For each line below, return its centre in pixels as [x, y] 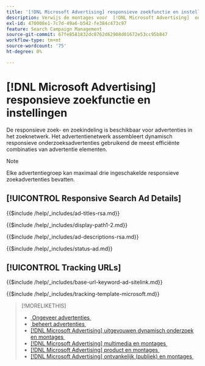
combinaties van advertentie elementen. [57, 149]
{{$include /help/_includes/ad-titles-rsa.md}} [63, 213]
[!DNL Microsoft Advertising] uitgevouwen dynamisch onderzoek [112, 331]
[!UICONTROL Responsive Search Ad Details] [94, 199]
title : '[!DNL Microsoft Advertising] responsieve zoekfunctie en [92, 12]
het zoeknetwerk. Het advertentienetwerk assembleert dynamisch [89, 136]
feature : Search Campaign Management [54, 29]
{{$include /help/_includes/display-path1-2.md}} [67, 225]
